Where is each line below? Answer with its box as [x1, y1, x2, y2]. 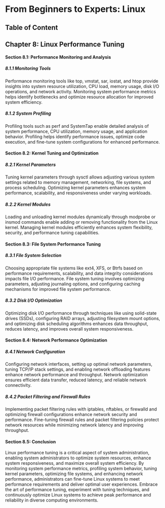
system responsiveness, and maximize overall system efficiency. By [5, 460, 144, 466]
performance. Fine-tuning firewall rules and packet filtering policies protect [5, 417, 159, 423]
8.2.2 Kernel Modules [5, 201, 51, 207]
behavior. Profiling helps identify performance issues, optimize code [5, 133, 145, 140]
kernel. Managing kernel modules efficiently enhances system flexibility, [5, 225, 153, 231]
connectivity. [5, 382, 32, 388]
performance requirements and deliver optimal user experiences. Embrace [5, 481, 158, 488]
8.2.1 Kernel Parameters [5, 162, 56, 168]
